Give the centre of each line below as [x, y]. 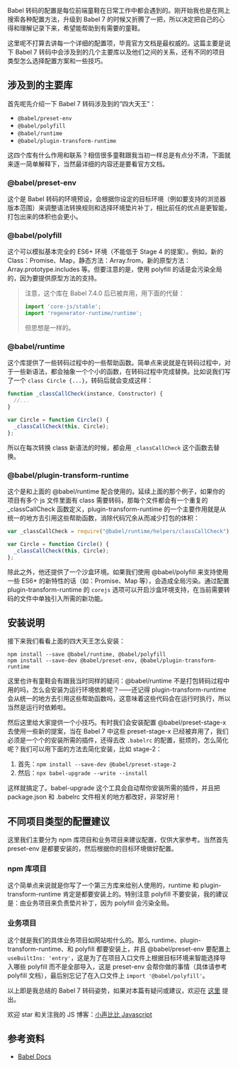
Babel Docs [34, 1056]
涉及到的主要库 [40, 85]
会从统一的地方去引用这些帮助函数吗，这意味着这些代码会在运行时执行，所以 [119, 699]
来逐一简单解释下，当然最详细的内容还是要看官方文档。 [88, 164]
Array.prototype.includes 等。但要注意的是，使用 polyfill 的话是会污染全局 [115, 269]
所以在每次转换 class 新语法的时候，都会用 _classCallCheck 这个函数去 [110, 447]
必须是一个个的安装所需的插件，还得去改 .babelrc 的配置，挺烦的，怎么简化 [118, 740]
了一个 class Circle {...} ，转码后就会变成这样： [80, 380]
